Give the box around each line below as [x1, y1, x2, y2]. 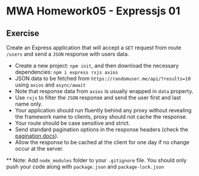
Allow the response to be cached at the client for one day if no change [14, 139, 189, 145]
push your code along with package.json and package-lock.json [6, 163, 164, 170]
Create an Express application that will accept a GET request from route [6, 44, 182, 51]
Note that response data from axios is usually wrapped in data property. [14, 88, 194, 94]
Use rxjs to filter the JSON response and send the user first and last [14, 94, 182, 101]
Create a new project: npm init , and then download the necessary [14, 62, 179, 69]
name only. [14, 100, 43, 108]
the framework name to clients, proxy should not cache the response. [14, 113, 188, 120]
